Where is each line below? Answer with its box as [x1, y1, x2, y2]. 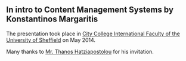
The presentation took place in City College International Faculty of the [6, 30, 180, 37]
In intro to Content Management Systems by [6, 5, 174, 15]
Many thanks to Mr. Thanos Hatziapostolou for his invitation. [6, 48, 154, 55]
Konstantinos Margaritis [6, 14, 98, 25]
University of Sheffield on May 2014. [6, 36, 96, 44]
